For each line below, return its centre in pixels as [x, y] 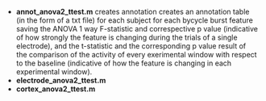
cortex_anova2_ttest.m [56, 89]
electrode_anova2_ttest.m [61, 80]
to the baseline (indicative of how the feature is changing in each [124, 63]
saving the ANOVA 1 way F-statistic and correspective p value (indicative [137, 29]
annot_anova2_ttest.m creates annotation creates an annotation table [133, 12]
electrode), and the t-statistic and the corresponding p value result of [131, 46]
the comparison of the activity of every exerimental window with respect [136, 55]
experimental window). [54, 72]
